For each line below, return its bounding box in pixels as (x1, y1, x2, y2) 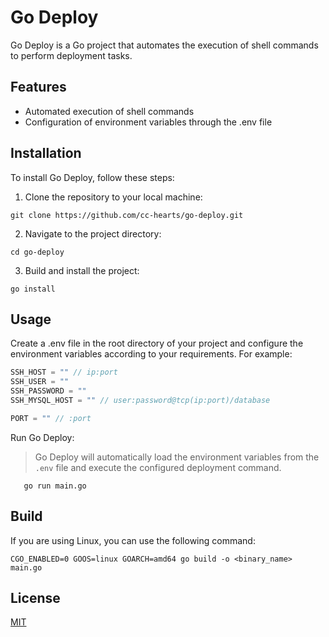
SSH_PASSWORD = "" (10, 386, 87, 396)
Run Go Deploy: (10, 431, 75, 443)
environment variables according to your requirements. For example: (10, 348, 293, 360)
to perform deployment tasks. (10, 49, 133, 61)
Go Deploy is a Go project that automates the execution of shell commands (10, 39, 319, 51)
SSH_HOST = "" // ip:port (10, 367, 118, 378)
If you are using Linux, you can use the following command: (10, 534, 256, 546)
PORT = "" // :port (10, 413, 92, 423)
